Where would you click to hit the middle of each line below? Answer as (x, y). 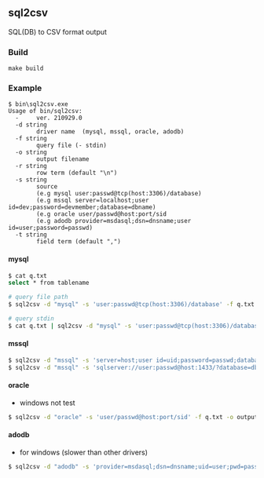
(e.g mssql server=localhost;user (93, 201)
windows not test (48, 403)
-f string (31, 139)
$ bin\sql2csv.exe (38, 104)
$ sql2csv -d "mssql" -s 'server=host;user (81, 360)
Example (25, 88)
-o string (31, 152)
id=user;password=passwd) (50, 228)
